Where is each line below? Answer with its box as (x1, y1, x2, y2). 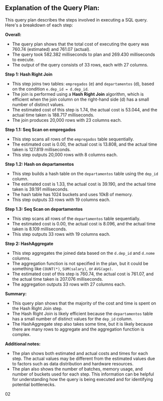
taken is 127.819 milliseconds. (12, 146, 71, 152)
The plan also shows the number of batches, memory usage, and (12, 366, 143, 372)
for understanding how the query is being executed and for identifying (12, 376, 153, 382)
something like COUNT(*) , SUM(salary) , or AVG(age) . (12, 266, 113, 271)
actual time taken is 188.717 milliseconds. (12, 112, 95, 118)
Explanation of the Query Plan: (5, 4, 100, 12)
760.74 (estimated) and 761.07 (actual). (12, 46, 91, 52)
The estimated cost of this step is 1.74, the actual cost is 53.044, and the (12, 107, 158, 112)
